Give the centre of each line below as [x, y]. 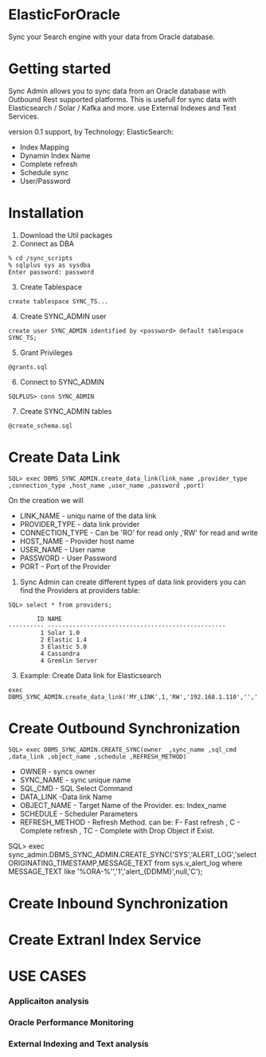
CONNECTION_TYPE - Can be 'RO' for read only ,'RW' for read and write [139, 532]
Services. [24, 116]
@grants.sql [28, 367]
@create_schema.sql [41, 426]
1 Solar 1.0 [60, 633]
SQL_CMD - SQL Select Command [76, 788]
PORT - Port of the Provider [65, 566]
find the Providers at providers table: [80, 590]
